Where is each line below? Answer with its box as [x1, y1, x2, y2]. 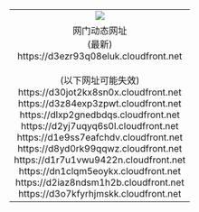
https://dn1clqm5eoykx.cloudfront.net [18, 164, 181, 177]
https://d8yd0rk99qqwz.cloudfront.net [17, 142, 183, 154]
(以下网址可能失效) [60, 74, 140, 87]
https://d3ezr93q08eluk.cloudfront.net [17, 50, 183, 62]
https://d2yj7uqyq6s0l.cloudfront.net [21, 119, 179, 132]
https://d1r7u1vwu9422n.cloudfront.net [14, 153, 186, 166]
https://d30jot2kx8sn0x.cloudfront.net [17, 86, 183, 98]
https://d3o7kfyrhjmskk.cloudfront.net [17, 187, 182, 199]
